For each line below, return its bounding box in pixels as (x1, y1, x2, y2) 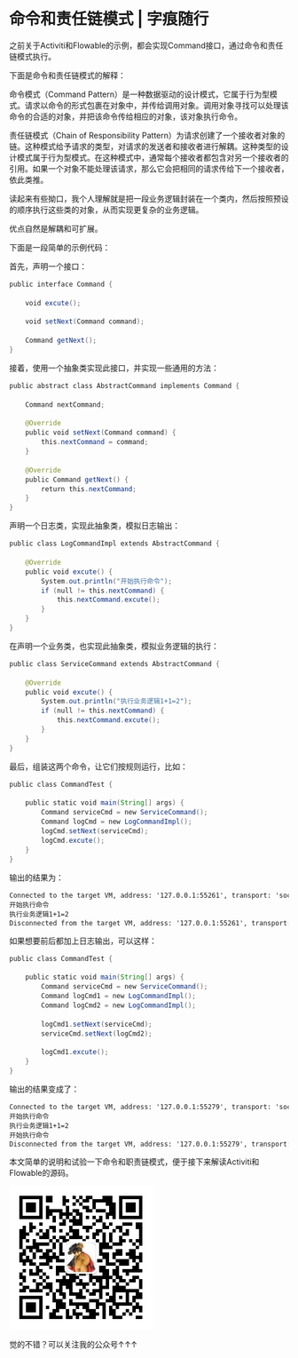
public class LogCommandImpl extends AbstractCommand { (9, 539, 220, 548)
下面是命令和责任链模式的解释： (9, 69, 126, 81)
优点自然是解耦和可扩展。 (9, 223, 103, 234)
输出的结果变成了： (9, 1084, 80, 1094)
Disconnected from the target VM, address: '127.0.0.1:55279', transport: (9, 1140, 292, 1148)
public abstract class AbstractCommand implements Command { (9, 381, 240, 390)
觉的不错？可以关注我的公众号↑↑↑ (9, 1338, 138, 1349)
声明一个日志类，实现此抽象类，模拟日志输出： (9, 520, 180, 531)
